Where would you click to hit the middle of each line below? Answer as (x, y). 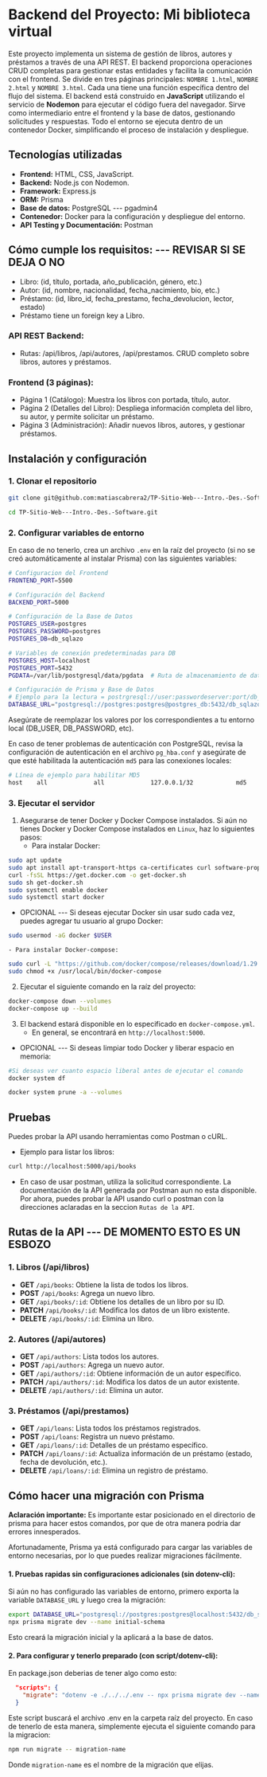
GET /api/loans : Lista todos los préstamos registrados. (110, 1428)
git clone (25, 498)
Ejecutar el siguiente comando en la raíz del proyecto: (108, 986)
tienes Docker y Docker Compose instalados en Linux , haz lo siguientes (137, 829)
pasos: (31, 837)
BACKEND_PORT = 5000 (39, 602)
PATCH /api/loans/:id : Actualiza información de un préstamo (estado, (136, 1454)
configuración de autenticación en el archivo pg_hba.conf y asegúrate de (127, 752)
